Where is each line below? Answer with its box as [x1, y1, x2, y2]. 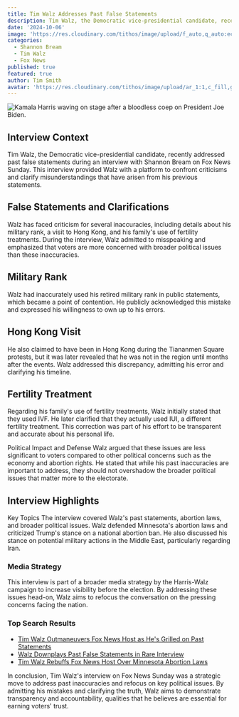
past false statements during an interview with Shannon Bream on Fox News [7, 158, 231, 166]
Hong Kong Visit [7, 326, 81, 338]
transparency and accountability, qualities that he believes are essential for [7, 693, 227, 703]
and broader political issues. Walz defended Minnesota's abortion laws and [7, 522, 228, 530]
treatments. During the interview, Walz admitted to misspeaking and [7, 235, 206, 243]
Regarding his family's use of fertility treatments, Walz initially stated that [7, 407, 221, 416]
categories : [7, 37, 43, 44]
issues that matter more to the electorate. [7, 474, 129, 482]
